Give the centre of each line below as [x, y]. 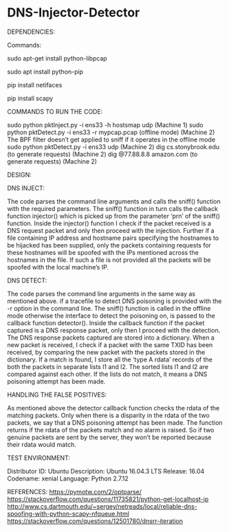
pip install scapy [30, 98]
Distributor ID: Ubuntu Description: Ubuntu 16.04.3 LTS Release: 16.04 [106, 471]
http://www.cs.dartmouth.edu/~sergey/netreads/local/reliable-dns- [102, 506]
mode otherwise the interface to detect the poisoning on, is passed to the [111, 315]
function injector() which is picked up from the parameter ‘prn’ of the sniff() [114, 216]
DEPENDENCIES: [31, 32]
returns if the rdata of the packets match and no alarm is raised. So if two [111, 430]
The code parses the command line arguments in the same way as [101, 293]
